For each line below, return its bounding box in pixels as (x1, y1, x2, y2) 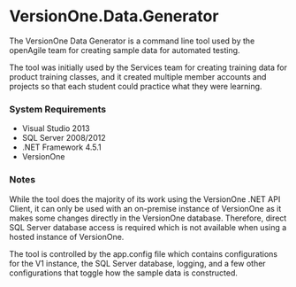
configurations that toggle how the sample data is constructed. (9, 268, 239, 278)
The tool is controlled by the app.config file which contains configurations (9, 248, 278, 259)
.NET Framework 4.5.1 (21, 142, 102, 152)
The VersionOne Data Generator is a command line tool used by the (9, 35, 255, 46)
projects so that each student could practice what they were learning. (9, 81, 262, 91)
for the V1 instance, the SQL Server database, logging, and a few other (9, 258, 267, 268)
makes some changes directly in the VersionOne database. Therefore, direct (9, 213, 287, 223)
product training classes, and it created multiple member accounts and (9, 71, 267, 81)
